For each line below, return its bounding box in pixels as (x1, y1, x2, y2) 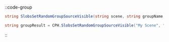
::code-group (5, 4, 32, 10)
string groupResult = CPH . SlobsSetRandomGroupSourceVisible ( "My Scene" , (5, 22, 161, 28)
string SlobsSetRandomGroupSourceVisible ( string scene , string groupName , (5, 14, 165, 19)
